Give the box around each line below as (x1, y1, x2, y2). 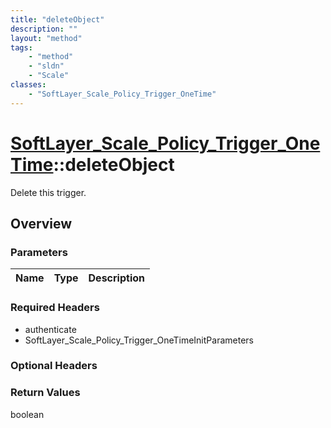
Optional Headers (10, 359, 98, 373)
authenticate (24, 323, 77, 335)
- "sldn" (28, 61, 65, 71)
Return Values (10, 386, 81, 400)
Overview (10, 215, 73, 232)
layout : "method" (10, 33, 83, 43)
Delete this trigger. (10, 186, 87, 198)
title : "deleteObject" (10, 14, 105, 25)
